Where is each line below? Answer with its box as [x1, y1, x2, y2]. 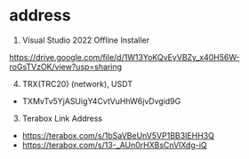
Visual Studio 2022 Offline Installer [21, 35, 150, 45]
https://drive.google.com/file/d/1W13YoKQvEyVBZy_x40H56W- [9, 52, 240, 62]
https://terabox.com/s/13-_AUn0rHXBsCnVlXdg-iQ [21, 139, 207, 150]
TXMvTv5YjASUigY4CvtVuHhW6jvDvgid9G [21, 95, 181, 107]
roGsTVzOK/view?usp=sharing [9, 61, 123, 72]
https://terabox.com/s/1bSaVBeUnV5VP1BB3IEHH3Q [21, 130, 215, 140]
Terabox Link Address [21, 113, 103, 123]
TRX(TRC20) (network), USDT [21, 78, 133, 89]
